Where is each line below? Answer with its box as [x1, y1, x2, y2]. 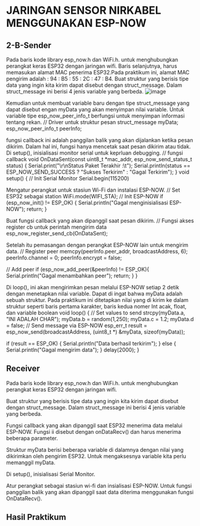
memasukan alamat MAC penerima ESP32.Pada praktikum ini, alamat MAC [6, 69, 190, 75]
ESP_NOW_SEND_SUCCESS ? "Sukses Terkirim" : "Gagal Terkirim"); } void [6, 168, 190, 176]
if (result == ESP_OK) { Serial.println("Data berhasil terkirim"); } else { [6, 340, 176, 347]
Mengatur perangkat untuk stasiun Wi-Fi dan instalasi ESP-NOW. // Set [6, 186, 180, 194]
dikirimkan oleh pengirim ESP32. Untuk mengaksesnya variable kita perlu [6, 452, 186, 460]
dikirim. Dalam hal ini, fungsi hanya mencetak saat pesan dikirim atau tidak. [6, 143, 191, 150]
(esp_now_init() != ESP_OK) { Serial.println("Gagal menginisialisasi [6, 199, 168, 206]
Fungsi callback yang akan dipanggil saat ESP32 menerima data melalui [6, 422, 183, 429]
